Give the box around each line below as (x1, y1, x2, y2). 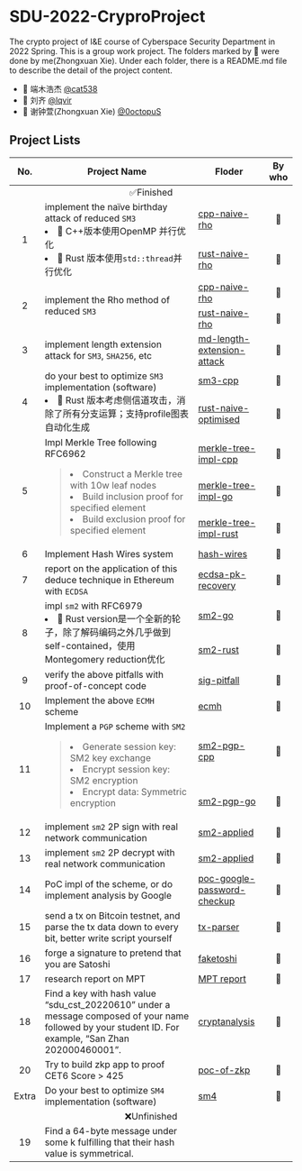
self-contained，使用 (44, 639, 136, 652)
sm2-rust (198, 644, 240, 656)
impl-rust (198, 527, 239, 540)
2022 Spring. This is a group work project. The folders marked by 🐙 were (9, 45, 280, 56)
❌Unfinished (124, 1110, 178, 1122)
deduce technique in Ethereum (44, 573, 175, 586)
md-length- (198, 332, 250, 344)
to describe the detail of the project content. (9, 65, 173, 76)
